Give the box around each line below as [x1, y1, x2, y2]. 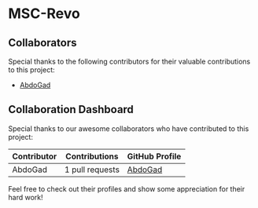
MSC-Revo [8, 5, 80, 23]
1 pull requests [64, 164, 120, 175]
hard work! [8, 192, 43, 202]
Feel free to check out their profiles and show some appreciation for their [8, 184, 245, 193]
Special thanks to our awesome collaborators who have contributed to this [8, 123, 249, 133]
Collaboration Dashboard [8, 103, 134, 116]
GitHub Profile [127, 151, 182, 162]
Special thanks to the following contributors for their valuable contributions [8, 57, 251, 66]
